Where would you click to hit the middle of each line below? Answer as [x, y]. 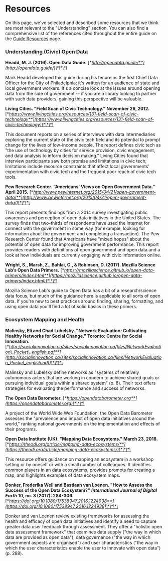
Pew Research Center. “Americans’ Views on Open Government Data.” [80, 187]
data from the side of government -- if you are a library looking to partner [81, 94]
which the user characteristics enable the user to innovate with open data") [83, 548]
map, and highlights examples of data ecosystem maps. [63, 475]
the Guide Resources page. [33, 39]
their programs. [21, 429]
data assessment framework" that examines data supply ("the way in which [83, 532]
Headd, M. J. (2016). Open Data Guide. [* [48, 63]
